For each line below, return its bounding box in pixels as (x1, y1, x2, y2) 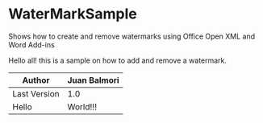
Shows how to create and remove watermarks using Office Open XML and (8, 31, 256, 41)
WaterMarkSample (8, 5, 137, 23)
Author (22, 74, 50, 85)
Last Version (12, 88, 60, 99)
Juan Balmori (67, 74, 119, 85)
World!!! (67, 101, 98, 113)
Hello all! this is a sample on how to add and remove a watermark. (8, 55, 228, 65)
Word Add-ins (8, 39, 55, 49)
